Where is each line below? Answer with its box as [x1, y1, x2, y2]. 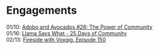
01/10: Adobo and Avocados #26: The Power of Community [6, 23, 153, 30]
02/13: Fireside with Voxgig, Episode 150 [6, 36, 106, 43]
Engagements [6, 4, 77, 17]
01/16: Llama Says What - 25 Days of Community [6, 29, 127, 36]
